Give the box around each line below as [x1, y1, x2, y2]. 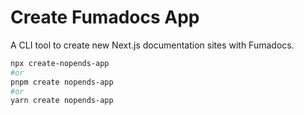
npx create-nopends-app [10, 58, 110, 68]
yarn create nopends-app [10, 96, 114, 106]
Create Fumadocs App [10, 6, 200, 29]
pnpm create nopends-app [10, 77, 114, 87]
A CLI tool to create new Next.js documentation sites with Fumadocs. [10, 39, 295, 51]
